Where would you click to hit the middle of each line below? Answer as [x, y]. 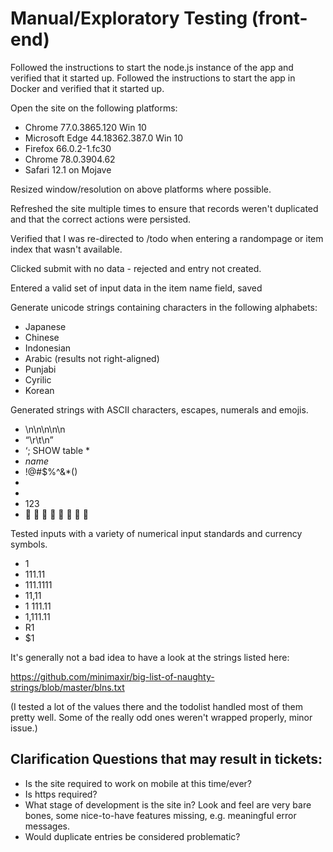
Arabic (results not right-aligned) [92, 358]
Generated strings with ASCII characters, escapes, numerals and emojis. [159, 409]
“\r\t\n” [39, 439]
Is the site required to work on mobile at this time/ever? [138, 783]
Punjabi [40, 369]
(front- [279, 18]
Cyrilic [38, 379]
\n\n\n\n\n [45, 429]
